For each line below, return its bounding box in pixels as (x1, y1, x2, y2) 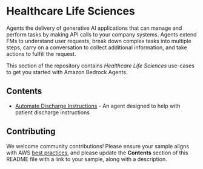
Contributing (6, 126, 56, 137)
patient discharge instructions (15, 108, 90, 116)
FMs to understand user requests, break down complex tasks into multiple (6, 37, 192, 44)
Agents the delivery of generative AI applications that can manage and (6, 24, 182, 32)
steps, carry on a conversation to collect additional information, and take (6, 44, 188, 51)
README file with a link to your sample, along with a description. (6, 155, 168, 162)
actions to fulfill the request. (6, 50, 76, 57)
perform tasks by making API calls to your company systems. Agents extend (6, 30, 197, 38)
